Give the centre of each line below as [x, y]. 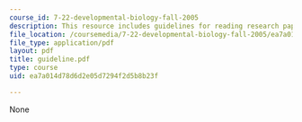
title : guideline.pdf [50, 59]
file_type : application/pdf [62, 43]
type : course [34, 68]
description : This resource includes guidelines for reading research [144, 26]
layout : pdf [31, 51]
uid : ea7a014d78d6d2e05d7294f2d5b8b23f [84, 76]
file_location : [38, 34]
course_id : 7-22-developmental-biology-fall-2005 [104, 17]
